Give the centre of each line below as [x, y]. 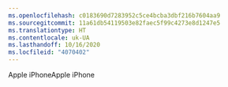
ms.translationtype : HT [47, 30]
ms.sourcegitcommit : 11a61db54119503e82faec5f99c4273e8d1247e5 [114, 23]
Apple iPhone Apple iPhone [51, 75]
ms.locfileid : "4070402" [49, 52]
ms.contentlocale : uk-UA [49, 38]
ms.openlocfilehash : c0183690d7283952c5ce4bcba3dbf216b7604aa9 [114, 15]
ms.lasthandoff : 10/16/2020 [54, 45]
